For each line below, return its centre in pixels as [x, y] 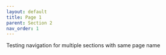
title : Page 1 [24, 17]
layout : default [27, 12]
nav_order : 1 [23, 28]
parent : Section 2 [29, 23]
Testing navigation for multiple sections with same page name [83, 45]
